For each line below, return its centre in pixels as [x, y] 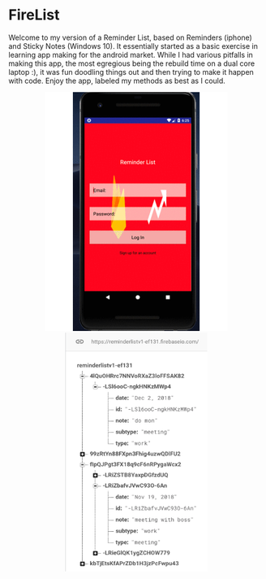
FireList [34, 15]
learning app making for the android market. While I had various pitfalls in [131, 54]
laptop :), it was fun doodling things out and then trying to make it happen [131, 72]
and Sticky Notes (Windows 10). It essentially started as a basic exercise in [133, 46]
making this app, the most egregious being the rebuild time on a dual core [132, 63]
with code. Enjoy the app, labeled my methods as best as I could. [117, 81]
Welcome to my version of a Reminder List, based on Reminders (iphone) [131, 37]
